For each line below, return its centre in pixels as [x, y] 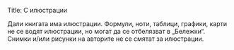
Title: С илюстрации [37, 10]
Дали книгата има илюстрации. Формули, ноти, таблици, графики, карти [117, 24]
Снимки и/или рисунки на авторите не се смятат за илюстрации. [106, 39]
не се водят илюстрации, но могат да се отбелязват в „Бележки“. [106, 31]
